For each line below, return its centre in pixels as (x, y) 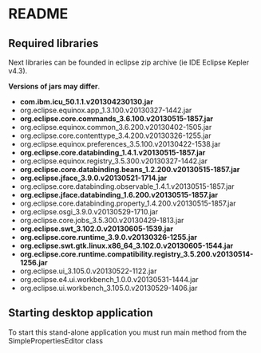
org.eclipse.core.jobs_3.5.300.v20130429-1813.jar (102, 220)
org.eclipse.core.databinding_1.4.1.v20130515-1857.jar (113, 153)
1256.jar (34, 263)
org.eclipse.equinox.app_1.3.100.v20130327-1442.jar (106, 110)
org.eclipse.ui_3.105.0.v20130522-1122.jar (88, 271)
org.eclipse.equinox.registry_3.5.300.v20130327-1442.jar (114, 161)
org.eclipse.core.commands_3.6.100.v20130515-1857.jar (117, 119)
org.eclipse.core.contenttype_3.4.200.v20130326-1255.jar (115, 135)
